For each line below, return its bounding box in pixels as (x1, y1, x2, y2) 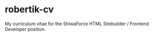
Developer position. (5, 26, 46, 32)
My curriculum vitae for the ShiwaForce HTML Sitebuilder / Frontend (5, 21, 149, 27)
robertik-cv (5, 4, 54, 15)
